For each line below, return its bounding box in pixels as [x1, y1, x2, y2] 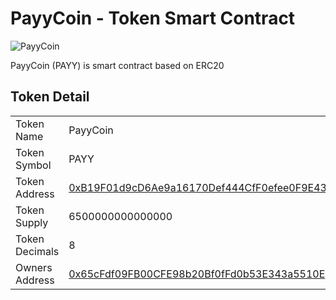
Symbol [15, 158, 52, 172]
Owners [15, 260, 53, 274]
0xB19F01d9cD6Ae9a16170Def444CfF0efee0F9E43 [68, 180, 327, 194]
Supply [15, 215, 49, 229]
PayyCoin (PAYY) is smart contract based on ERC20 [10, 59, 225, 71]
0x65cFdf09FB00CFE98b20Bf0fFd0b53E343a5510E [68, 267, 326, 281]
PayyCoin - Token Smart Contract [10, 7, 296, 30]
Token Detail [10, 88, 90, 106]
